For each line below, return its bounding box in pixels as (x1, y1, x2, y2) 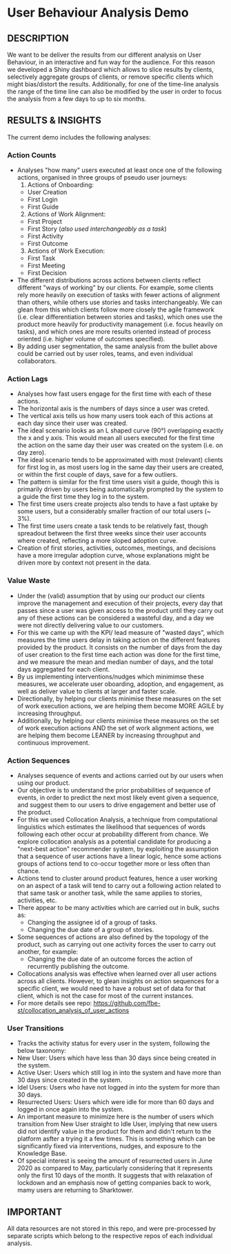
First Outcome (27, 240, 68, 248)
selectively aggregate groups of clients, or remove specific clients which (7, 73, 214, 81)
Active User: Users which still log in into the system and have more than (17, 1069, 222, 1077)
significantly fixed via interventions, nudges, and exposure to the (17, 1142, 201, 1150)
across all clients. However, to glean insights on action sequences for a (17, 977, 219, 985)
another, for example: (17, 948, 78, 956)
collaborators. (17, 357, 57, 365)
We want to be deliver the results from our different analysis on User (7, 50, 201, 59)
